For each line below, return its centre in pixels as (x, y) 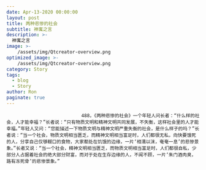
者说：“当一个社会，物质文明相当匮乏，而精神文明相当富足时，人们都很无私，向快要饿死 (101, 135)
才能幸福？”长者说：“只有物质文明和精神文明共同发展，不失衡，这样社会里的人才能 (109, 122)
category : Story (27, 69)
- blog (20, 80)
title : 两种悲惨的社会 (32, 23)
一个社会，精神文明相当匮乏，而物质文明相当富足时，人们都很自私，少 (121, 148)
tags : (13, 75)
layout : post (23, 18)
